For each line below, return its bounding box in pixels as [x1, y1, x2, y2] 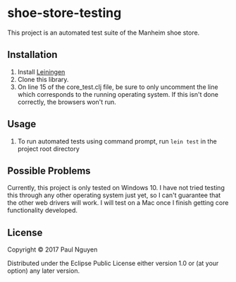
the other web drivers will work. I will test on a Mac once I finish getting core [7, 199, 229, 207]
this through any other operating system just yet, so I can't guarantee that [7, 191, 221, 199]
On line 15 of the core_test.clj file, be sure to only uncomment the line [17, 83, 218, 91]
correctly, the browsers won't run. [17, 98, 116, 106]
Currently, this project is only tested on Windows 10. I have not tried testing [7, 184, 225, 192]
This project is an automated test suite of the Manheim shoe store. [7, 28, 200, 37]
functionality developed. [7, 206, 78, 215]
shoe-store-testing [7, 5, 122, 21]
